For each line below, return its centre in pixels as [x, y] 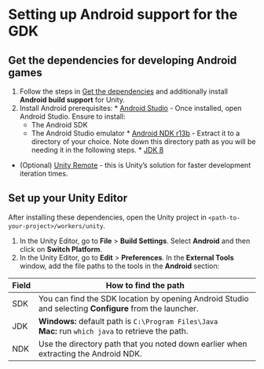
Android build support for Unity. [72, 100]
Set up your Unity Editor [68, 198]
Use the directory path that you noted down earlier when [143, 344]
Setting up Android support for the [123, 15]
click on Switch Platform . [61, 249]
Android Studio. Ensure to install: [72, 116]
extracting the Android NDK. [90, 353]
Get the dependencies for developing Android [123, 60]
